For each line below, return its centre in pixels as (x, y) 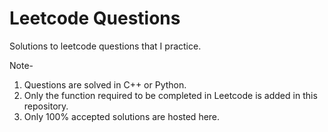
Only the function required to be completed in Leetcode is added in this (170, 95)
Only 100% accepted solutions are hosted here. (122, 116)
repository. (46, 106)
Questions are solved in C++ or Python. (105, 84)
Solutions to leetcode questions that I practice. (105, 46)
